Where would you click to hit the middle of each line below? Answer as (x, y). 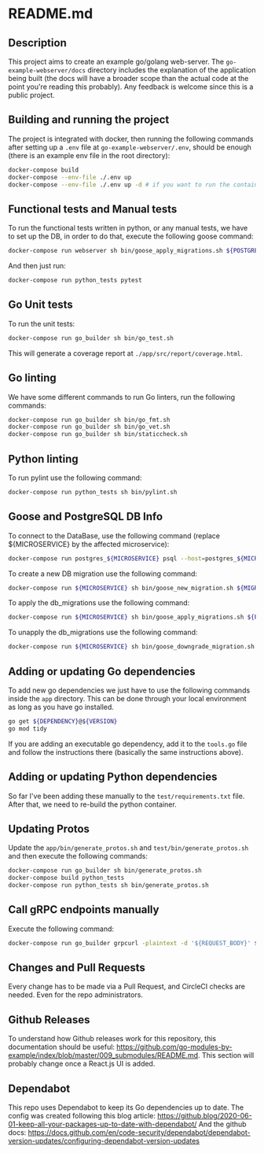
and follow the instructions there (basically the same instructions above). (126, 752)
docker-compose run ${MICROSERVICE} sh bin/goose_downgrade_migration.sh (132, 647)
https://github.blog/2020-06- (205, 1116)
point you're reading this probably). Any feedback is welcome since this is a (131, 87)
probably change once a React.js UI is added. (82, 1064)
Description (37, 43)
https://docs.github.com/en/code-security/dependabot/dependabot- (139, 1133)
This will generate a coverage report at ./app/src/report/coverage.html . (126, 353)
